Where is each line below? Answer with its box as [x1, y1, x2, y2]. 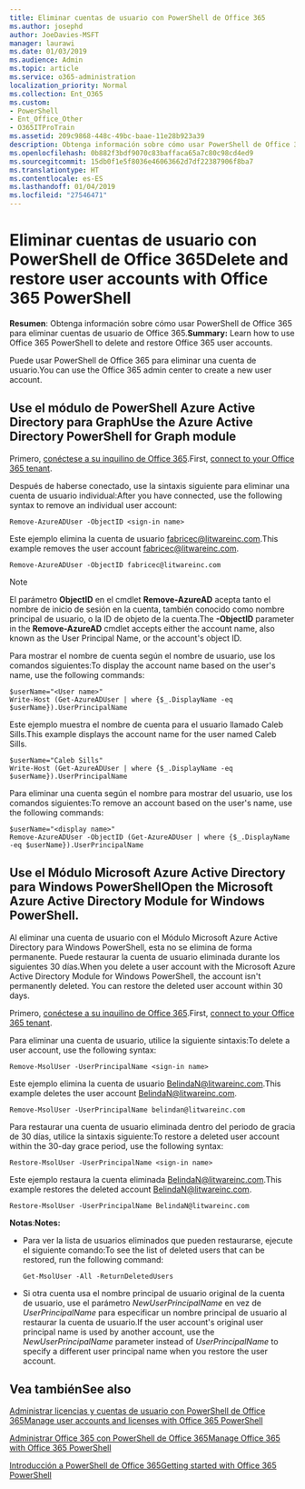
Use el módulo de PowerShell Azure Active [9, 401, 256, 416]
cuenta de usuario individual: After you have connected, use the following [9, 490, 283, 501]
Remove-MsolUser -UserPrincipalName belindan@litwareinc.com [9, 1105, 246, 1114]
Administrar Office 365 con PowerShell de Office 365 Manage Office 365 [9, 1433, 281, 1444]
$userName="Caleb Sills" [9, 755, 103, 764]
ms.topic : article [9, 65, 79, 74]
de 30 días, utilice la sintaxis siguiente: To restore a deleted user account [9, 1131, 280, 1142]
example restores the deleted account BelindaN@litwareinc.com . [9, 1184, 252, 1194]
